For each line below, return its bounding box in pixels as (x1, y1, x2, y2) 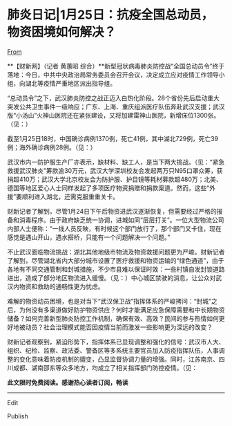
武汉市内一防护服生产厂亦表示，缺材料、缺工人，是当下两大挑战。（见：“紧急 (7, 158, 225, 166)
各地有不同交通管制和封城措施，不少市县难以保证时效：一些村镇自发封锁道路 (7, 265, 225, 273)
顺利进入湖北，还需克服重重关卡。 (21, 192, 119, 201)
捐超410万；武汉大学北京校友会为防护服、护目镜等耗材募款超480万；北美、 (7, 175, 222, 183)
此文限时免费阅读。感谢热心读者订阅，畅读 (7, 378, 128, 387)
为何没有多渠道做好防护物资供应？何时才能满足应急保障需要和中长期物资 (19, 306, 225, 314)
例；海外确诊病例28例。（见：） (7, 143, 97, 151)
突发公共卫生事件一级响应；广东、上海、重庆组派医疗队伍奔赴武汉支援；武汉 (7, 102, 225, 111)
